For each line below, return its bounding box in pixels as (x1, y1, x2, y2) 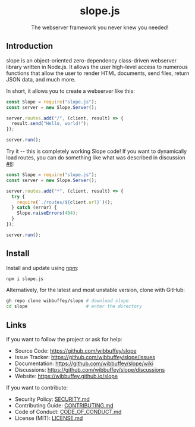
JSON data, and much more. (6, 76, 76, 83)
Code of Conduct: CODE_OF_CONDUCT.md (14, 409, 122, 415)
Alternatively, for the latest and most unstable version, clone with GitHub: (6, 287, 185, 294)
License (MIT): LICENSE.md (14, 415, 83, 422)
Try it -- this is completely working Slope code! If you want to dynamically (6, 147, 187, 155)
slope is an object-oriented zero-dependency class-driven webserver (6, 56, 177, 64)
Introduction (6, 41, 54, 51)
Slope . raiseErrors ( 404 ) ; (17, 210, 78, 216)
